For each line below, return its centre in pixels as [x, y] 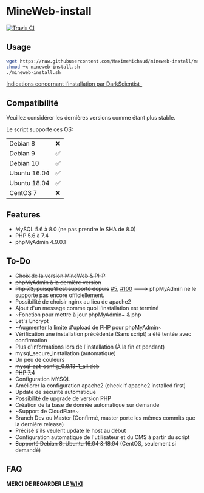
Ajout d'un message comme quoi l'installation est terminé [87, 308]
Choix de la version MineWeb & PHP [60, 276]
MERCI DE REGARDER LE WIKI [45, 483]
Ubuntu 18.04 [29, 183]
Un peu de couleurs [40, 359]
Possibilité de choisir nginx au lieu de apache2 [73, 301]
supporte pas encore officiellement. [60, 295]
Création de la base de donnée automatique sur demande [87, 404]
